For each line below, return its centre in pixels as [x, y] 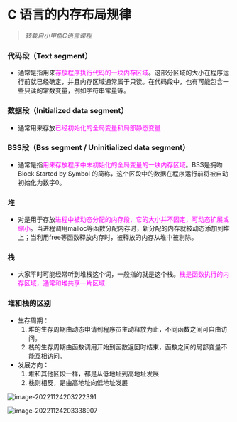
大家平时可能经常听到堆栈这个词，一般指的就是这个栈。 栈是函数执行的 [120, 274]
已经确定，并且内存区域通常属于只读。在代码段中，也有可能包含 [130, 82]
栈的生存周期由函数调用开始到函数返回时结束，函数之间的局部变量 [125, 347]
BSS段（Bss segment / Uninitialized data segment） [99, 148]
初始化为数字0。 [42, 182]
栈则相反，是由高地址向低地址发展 [78, 382]
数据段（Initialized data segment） [68, 111]
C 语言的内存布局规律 [70, 15]
